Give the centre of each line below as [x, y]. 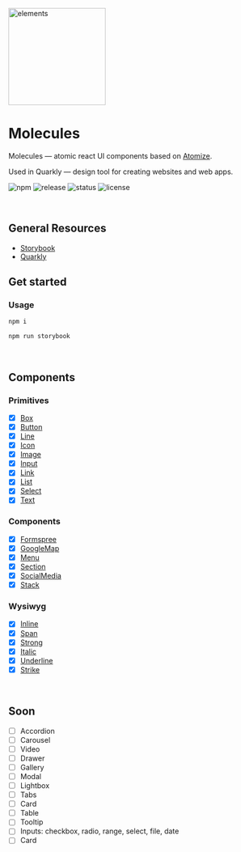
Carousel [35, 740]
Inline [29, 624]
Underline [36, 660]
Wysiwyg [27, 607]
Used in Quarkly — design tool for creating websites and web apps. [121, 172]
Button [31, 426]
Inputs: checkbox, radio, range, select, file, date [99, 831]
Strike [30, 669]
